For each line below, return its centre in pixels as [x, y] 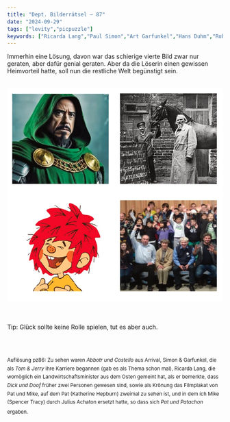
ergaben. [18, 412]
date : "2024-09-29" [35, 22]
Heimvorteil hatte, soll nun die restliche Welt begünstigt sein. [92, 71]
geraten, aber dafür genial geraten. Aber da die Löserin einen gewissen [108, 64]
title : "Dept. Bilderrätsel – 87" [56, 14]
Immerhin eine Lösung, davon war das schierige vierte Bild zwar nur [103, 57]
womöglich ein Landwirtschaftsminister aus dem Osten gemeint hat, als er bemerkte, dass [113, 377]
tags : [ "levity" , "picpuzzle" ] [50, 29]
